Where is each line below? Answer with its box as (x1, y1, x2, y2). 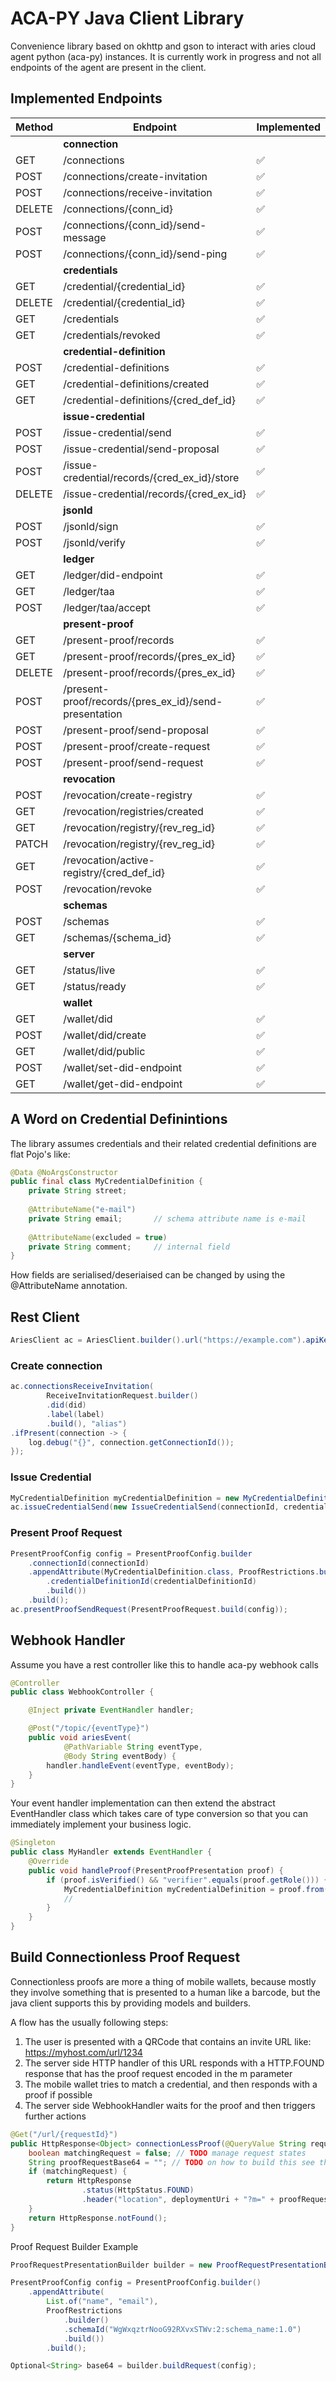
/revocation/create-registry (63, 788, 193, 802)
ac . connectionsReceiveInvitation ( (10, 1382, 155, 1392)
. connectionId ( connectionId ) (28, 1558, 150, 1568)
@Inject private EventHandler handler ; (28, 1705, 195, 1716)
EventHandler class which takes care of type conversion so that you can (10, 1808, 308, 1820)
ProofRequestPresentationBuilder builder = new (10, 2260, 213, 2270)
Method (15, 120, 54, 134)
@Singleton (10, 1838, 56, 1848)
